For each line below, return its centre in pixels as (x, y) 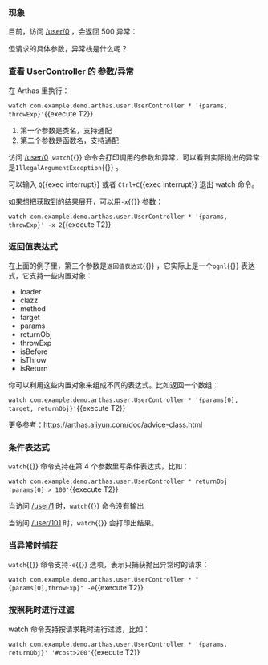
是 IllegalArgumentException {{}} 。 (65, 167)
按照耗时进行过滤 (41, 610)
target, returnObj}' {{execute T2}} (67, 408)
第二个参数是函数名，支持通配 (69, 140)
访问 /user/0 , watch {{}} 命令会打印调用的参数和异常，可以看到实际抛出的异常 (134, 157)
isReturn (34, 368)
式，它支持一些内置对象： (51, 275)
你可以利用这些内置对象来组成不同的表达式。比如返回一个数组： (114, 385)
